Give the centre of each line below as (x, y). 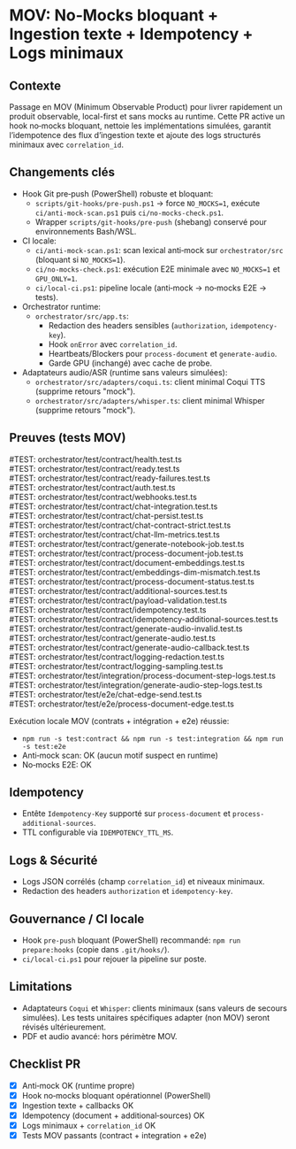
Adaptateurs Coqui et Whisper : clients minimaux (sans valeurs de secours (154, 1008)
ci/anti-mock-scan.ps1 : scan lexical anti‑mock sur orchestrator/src (159, 250)
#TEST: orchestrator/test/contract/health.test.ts (96, 459)
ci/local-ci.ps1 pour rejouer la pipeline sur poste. (114, 959)
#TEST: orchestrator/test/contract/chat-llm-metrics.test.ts (115, 534)
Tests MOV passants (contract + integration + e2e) (114, 1135)
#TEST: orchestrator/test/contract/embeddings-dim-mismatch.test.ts (135, 572)
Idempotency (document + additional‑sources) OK (113, 1115)
